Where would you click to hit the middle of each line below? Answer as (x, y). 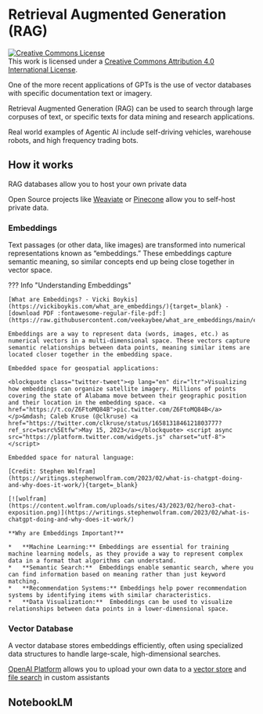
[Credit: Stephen (36, 472)
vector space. (30, 270)
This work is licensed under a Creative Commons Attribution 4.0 (112, 61)
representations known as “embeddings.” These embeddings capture (120, 254)
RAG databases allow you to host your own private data (97, 184)
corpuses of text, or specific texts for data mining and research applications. (131, 116)
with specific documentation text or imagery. (80, 93)
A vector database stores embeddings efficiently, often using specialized (126, 646)
